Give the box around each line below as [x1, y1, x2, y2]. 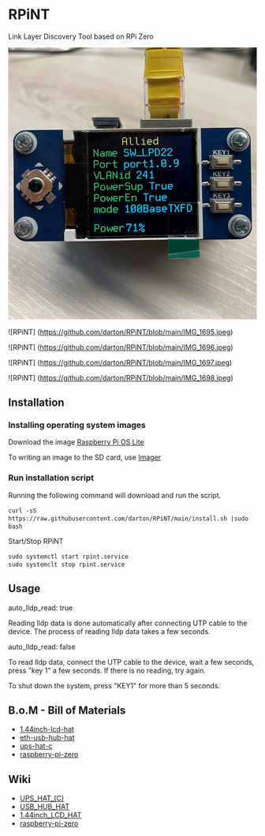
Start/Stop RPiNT [8, 536, 64, 545]
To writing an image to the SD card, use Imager [8, 452, 162, 463]
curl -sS [8, 507, 37, 515]
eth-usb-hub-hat [19, 733, 75, 743]
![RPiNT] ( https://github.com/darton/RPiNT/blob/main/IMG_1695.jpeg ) [8, 327, 233, 336]
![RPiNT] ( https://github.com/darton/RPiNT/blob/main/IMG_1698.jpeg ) [8, 373, 234, 382]
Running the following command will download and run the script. [8, 490, 222, 500]
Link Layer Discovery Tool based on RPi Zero [8, 32, 154, 41]
